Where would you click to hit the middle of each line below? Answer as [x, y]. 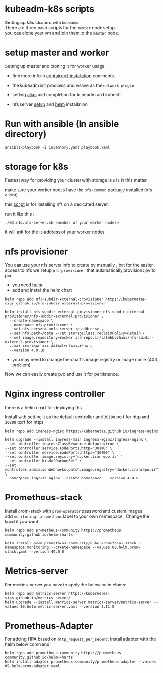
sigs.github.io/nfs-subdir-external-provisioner [55, 303]
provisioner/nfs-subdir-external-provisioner [52, 316]
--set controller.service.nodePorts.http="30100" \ [59, 448]
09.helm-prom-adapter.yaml [32, 666]
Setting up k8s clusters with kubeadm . [42, 22]
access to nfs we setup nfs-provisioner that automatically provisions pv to [81, 270]
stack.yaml [16, 552]
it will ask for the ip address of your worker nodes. [56, 232]
